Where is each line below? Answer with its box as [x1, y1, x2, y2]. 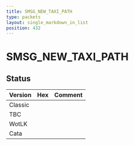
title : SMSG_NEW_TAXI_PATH [6, 8, 73, 15]
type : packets [6, 14, 41, 20]
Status [6, 73, 31, 83]
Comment [54, 91, 83, 99]
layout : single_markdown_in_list [6, 19, 89, 25]
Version [9, 91, 32, 99]
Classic [9, 101, 30, 109]
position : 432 [6, 25, 41, 31]
